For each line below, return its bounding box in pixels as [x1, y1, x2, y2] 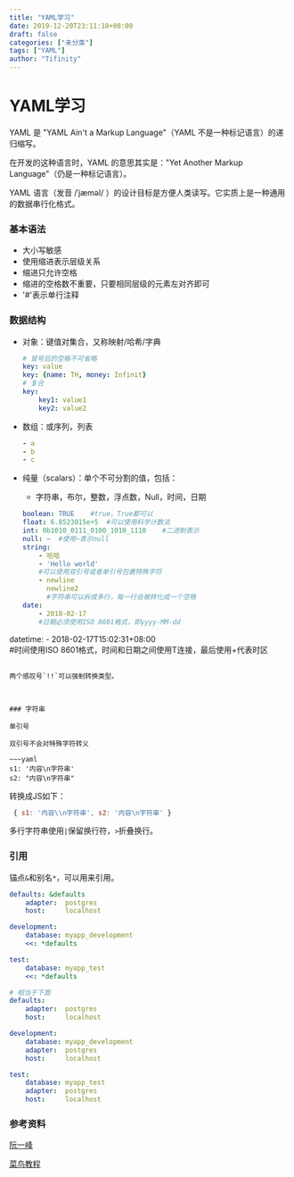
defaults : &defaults [9, 889, 86, 898]
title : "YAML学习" [9, 13, 75, 22]
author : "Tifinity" [9, 54, 82, 63]
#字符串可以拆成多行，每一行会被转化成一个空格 [45, 593, 197, 602]
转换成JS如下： [9, 790, 66, 801]
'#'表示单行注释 [21, 289, 80, 300]
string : [21, 542, 51, 552]
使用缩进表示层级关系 [21, 256, 101, 267]
